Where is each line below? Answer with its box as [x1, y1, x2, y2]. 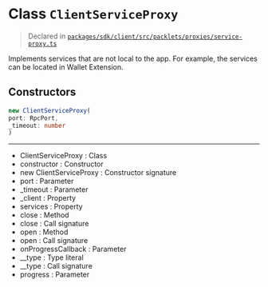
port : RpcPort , [8, 114, 59, 122]
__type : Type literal [19, 253, 84, 262]
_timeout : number [8, 122, 66, 130]
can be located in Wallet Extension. [8, 62, 124, 72]
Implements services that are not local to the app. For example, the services [8, 54, 258, 63]
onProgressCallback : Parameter [19, 245, 127, 254]
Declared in [27, 31, 66, 41]
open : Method [19, 227, 69, 237]
